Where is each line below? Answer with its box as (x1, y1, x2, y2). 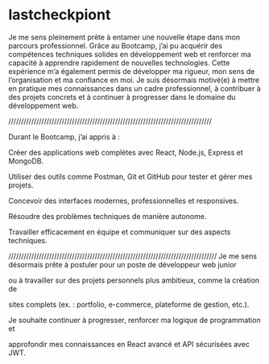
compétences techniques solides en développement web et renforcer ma (8, 49, 251, 59)
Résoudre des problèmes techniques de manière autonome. (8, 211, 207, 221)
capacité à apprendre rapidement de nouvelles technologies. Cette (8, 58, 230, 68)
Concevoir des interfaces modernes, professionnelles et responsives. (8, 196, 239, 205)
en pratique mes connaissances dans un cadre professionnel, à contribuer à (8, 83, 262, 93)
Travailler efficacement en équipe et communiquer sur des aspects (8, 227, 231, 237)
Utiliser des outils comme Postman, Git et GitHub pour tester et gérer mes (8, 172, 253, 181)
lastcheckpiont (8, 6, 111, 24)
